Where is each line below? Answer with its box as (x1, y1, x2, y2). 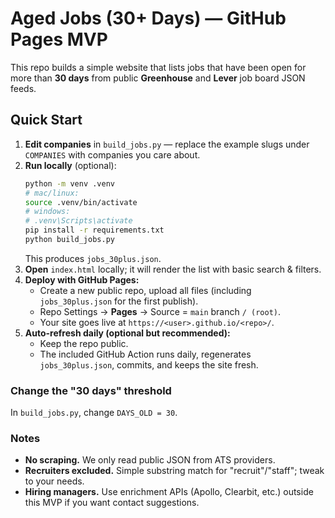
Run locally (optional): (24, 159, 117, 171)
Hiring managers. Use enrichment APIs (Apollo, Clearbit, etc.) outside (24, 486, 314, 498)
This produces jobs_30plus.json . (24, 252, 162, 264)
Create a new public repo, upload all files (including (39, 284, 252, 296)
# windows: (24, 207, 71, 217)
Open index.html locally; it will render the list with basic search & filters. (24, 263, 322, 275)
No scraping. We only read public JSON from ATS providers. (24, 454, 276, 466)
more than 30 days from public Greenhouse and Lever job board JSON (10, 72, 306, 84)
